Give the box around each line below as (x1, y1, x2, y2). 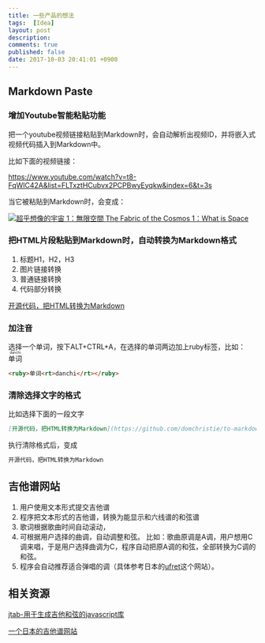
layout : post (8, 26, 51, 34)
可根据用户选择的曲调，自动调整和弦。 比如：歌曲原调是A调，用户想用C (19, 532, 253, 541)
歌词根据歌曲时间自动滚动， (19, 522, 110, 532)
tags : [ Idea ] (8, 19, 55, 27)
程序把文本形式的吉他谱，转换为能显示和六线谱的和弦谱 (19, 512, 200, 521)
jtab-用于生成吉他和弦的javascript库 (8, 609, 125, 619)
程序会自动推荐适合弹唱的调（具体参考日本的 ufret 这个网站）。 (19, 562, 219, 571)
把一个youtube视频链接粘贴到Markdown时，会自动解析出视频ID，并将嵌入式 (8, 130, 256, 139)
